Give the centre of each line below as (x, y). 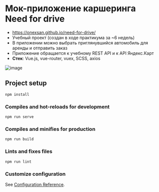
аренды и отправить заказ (40, 48)
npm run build (20, 139)
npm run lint (18, 162)
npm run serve (20, 117)
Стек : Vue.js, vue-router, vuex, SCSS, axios (56, 58)
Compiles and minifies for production (50, 129)
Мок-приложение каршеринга (70, 9)
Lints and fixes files (29, 151)
